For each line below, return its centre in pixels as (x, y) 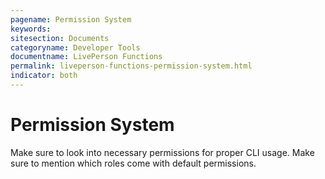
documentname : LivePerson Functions (86, 57)
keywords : (31, 29)
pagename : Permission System (71, 19)
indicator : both (44, 76)
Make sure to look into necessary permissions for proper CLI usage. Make (162, 152)
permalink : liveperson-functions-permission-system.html (131, 66)
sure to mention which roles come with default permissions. (133, 163)
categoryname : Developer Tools (75, 47)
